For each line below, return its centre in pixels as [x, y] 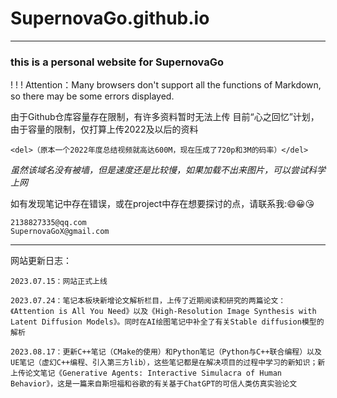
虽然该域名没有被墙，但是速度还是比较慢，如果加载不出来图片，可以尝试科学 [168, 170]
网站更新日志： [41, 261]
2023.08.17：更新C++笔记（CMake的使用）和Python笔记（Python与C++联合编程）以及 [166, 352]
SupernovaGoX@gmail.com [60, 232]
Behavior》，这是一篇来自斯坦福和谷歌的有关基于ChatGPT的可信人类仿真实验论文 [154, 384]
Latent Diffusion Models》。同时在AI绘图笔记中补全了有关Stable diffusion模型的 [167, 322]
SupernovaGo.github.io [110, 18]
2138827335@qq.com [48, 223]
